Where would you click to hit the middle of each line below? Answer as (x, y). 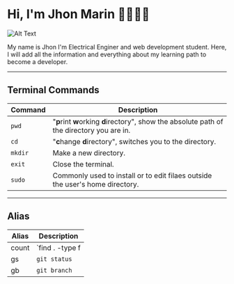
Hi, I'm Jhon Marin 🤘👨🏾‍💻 (79, 14)
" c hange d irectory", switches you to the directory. (134, 141)
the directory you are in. (92, 130)
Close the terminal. (83, 164)
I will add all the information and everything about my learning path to (107, 54)
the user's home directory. (96, 184)
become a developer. (38, 61)
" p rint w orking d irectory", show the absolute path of (138, 121)
